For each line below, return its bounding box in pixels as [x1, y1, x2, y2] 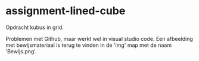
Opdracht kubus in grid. [5, 24, 64, 31]
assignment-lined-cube [5, 4, 126, 18]
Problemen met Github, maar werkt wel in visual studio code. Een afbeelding [5, 35, 193, 42]
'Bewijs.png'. [5, 47, 37, 54]
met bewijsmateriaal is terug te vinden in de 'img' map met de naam [5, 41, 172, 49]
